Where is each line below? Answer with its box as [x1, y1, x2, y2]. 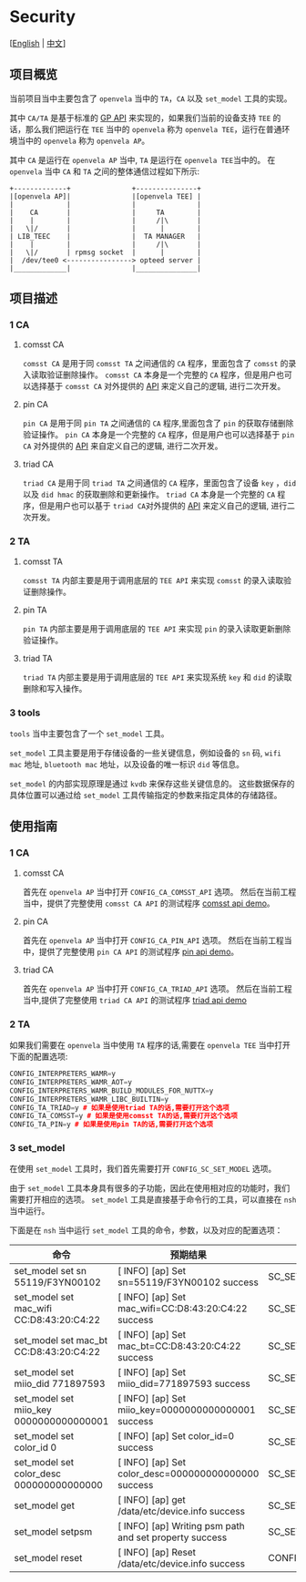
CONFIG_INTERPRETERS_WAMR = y [9, 1069, 117, 1079]
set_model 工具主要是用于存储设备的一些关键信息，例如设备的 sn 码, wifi [9, 747, 282, 758]
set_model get [14, 1499, 76, 1512]
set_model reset [14, 1552, 83, 1565]
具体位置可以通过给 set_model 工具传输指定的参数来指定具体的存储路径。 [9, 790, 282, 801]
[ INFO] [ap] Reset [117, 1546, 197, 1559]
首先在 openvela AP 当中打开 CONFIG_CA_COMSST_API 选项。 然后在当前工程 [22, 886, 297, 897]
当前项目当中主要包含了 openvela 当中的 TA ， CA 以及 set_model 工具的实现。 [9, 93, 292, 104]
